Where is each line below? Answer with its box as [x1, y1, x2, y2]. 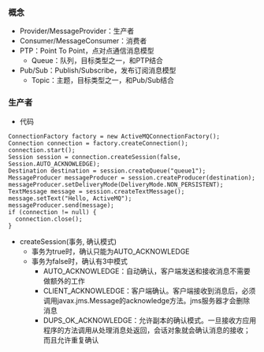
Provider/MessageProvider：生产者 [19, 26, 135, 36]
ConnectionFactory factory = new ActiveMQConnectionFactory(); [8, 132, 221, 140]
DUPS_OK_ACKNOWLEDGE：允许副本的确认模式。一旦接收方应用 [43, 315, 257, 324]
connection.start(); [8, 146, 76, 154]
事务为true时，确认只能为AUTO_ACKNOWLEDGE [31, 246, 191, 256]
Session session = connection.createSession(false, [8, 153, 181, 161]
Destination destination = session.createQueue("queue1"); [8, 167, 206, 175]
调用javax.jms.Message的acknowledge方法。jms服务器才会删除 [43, 295, 251, 305]
